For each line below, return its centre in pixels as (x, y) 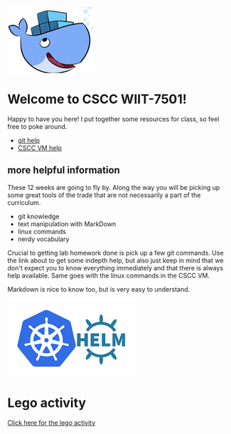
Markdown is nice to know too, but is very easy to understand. (99, 289)
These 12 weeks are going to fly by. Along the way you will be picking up (114, 187)
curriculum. (24, 202)
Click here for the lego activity (52, 423)
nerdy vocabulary (43, 239)
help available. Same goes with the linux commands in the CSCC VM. (109, 275)
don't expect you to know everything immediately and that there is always (116, 268)
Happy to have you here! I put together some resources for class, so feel (113, 119)
